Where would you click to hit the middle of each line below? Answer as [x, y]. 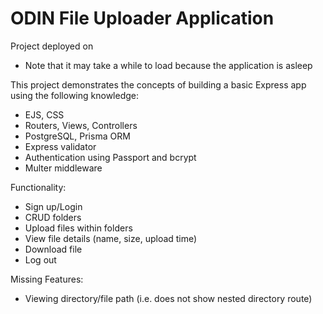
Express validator [60, 146]
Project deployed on [52, 46]
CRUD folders [53, 217]
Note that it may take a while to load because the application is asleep [168, 65]
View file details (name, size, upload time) [111, 238]
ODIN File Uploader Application [142, 18]
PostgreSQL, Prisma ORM [77, 136]
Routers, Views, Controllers [81, 125]
